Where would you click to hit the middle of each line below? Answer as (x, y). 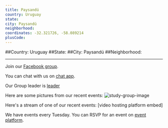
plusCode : (15, 38)
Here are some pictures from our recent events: (54, 95)
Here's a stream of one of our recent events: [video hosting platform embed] (84, 105)
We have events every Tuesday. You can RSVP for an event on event (76, 114)
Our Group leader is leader (32, 85)
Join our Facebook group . (32, 66)
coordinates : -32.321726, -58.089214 (44, 33)
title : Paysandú (22, 10)
